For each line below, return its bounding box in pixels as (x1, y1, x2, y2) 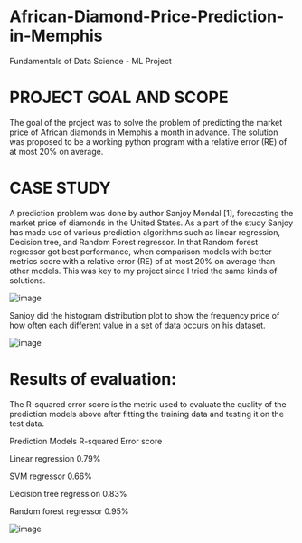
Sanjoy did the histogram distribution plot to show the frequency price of (9, 310, 280, 320)
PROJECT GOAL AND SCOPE (9, 88, 229, 108)
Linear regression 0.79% (9, 452, 101, 463)
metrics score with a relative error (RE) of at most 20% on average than (9, 255, 276, 266)
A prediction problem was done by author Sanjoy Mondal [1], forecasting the (9, 207, 294, 218)
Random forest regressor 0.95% (9, 505, 129, 517)
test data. (9, 418, 45, 429)
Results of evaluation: (9, 369, 177, 389)
